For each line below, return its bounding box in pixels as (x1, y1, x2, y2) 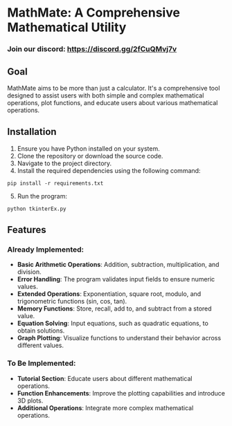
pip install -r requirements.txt (7, 180, 104, 187)
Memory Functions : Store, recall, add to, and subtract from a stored (17, 304, 213, 313)
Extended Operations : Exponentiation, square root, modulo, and (17, 290, 202, 298)
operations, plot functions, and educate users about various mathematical (7, 98, 218, 106)
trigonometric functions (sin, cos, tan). (17, 297, 127, 306)
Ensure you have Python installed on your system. (17, 144, 161, 153)
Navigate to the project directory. (17, 159, 112, 167)
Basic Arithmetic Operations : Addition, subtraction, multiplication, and (17, 261, 220, 269)
